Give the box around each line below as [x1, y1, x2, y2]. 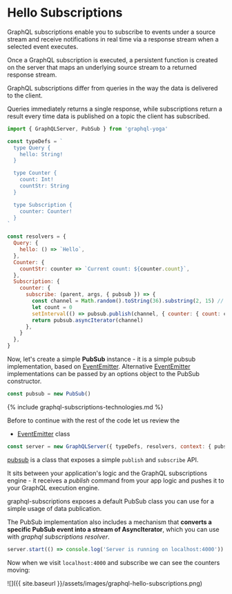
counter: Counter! [19, 207, 72, 215]
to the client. [7, 91, 43, 100]
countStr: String [19, 183, 70, 189]
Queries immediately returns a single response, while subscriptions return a [7, 104, 222, 113]
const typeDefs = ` [7, 138, 64, 145]
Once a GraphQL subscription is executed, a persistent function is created [7, 55, 218, 64]
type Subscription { [13, 201, 72, 208]
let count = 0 [32, 304, 72, 310]
